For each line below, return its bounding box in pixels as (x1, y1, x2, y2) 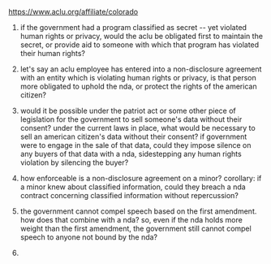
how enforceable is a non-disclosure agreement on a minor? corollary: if (19, 174, 262, 183)
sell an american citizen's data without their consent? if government (19, 132, 247, 141)
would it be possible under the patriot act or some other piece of (19, 106, 237, 115)
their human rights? (19, 49, 85, 58)
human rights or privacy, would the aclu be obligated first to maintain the (19, 32, 264, 41)
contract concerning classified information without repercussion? (19, 191, 239, 200)
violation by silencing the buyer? (19, 158, 129, 167)
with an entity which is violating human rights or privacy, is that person (19, 73, 257, 82)
